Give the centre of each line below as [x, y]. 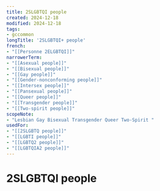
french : [16, 46]
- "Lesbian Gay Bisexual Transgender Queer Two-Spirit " [80, 120]
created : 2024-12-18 [33, 18]
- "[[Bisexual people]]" [38, 69]
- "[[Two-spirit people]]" [41, 108]
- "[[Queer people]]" [34, 97]
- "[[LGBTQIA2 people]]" [38, 148]
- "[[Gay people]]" [31, 74]
